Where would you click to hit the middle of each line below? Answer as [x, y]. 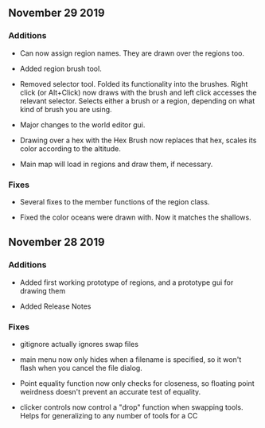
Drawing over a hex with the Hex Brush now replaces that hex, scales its [138, 140]
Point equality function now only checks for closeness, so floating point [137, 383]
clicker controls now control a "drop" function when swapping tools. [131, 407]
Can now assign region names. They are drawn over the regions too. [132, 53]
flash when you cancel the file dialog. [81, 368]
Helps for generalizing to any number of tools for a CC [109, 415]
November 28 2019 [57, 242]
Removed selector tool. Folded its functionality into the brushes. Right [134, 84]
